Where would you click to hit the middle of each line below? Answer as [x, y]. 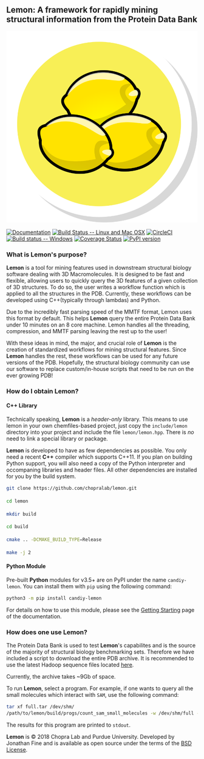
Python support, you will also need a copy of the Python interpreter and [96, 464]
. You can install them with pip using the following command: [96, 586]
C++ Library [22, 406]
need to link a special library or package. [57, 439]
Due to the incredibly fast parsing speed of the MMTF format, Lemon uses [99, 312]
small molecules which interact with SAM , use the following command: [93, 695]
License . [17, 749]
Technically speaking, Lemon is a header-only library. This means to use [97, 419]
